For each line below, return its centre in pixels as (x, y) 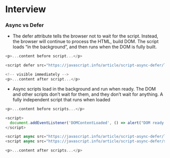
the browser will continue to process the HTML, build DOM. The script (86, 42)
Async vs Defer (25, 25)
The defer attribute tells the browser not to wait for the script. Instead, (85, 36)
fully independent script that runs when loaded (61, 99)
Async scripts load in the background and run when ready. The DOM (84, 89)
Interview (26, 9)
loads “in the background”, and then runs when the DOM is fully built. (84, 47)
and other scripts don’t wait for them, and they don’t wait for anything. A (88, 94)
